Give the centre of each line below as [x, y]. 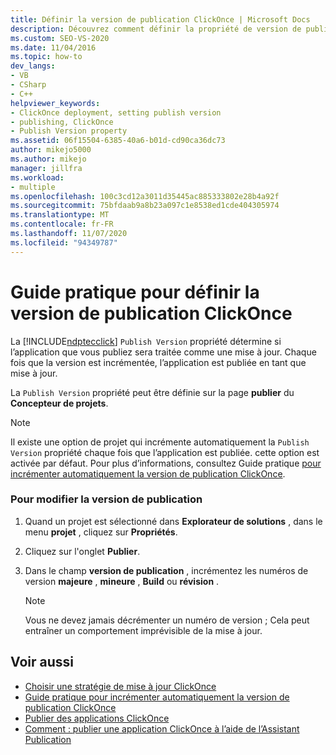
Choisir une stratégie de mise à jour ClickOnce [120, 686]
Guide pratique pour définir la [135, 292]
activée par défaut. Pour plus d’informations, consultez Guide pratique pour [166, 463]
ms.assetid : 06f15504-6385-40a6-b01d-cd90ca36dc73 [118, 141]
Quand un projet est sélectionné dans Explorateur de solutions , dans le [173, 521]
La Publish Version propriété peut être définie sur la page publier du [152, 392]
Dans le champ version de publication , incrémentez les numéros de [166, 570]
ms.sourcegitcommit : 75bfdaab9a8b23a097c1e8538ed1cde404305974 [145, 206]
